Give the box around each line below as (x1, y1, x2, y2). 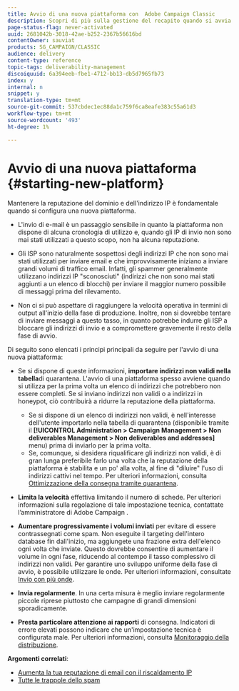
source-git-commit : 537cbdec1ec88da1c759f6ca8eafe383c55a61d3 (7, 104, 196, 111)
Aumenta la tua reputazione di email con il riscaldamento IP (17, 668, 193, 677)
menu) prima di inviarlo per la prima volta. (28, 441, 151, 450)
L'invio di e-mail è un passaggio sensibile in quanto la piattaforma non (17, 221, 223, 229)
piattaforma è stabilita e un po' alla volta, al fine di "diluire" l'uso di (28, 464, 223, 473)
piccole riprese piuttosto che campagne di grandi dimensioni (17, 597, 196, 605)
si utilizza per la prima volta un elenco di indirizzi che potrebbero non (17, 382, 221, 390)
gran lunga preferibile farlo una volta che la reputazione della (28, 456, 208, 465)
